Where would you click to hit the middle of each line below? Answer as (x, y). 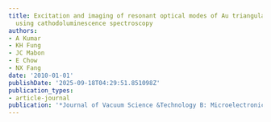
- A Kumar (25, 38)
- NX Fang (25, 68)
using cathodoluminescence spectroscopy (84, 23)
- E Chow (23, 61)
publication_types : (41, 90)
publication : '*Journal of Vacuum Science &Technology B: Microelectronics (138, 105)
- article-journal (39, 98)
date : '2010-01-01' (41, 75)
